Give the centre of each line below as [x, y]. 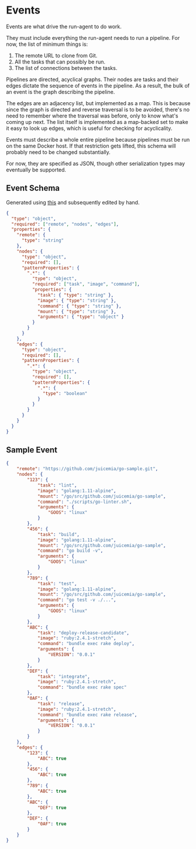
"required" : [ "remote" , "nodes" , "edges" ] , [65, 224]
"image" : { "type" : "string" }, [77, 300]
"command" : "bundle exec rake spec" [82, 687]
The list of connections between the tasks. [66, 68]
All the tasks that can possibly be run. [60, 62]
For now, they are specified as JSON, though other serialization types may [96, 163]
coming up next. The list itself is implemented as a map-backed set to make [97, 122]
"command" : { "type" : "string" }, [79, 306]
